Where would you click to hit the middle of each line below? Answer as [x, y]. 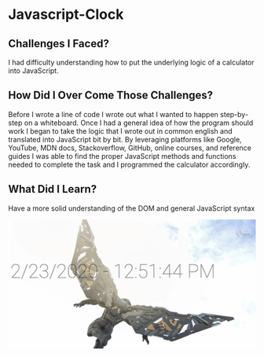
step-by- [234, 114]
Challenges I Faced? [59, 44]
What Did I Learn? [52, 189]
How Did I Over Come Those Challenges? [111, 96]
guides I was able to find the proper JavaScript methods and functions [122, 156]
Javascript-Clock [66, 15]
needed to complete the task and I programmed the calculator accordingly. [129, 164]
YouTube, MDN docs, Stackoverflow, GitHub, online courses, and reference [130, 148]
